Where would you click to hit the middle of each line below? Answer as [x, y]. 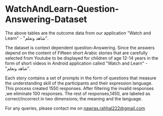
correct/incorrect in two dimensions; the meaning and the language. [74, 98]
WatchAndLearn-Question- [62, 9]
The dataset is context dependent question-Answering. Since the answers [80, 47]
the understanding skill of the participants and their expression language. [79, 83]
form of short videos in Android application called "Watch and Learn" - [76, 63]
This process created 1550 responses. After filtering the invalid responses [80, 88]
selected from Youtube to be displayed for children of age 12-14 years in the [82, 58]
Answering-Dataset [46, 19]
